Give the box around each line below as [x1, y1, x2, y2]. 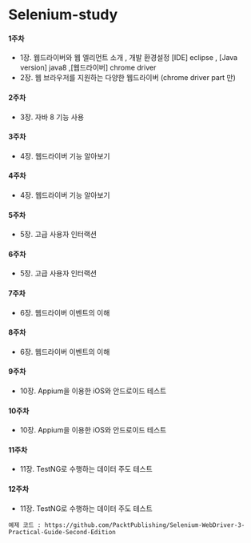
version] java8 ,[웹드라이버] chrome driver [19, 62, 157, 73]
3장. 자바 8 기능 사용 [19, 112, 85, 122]
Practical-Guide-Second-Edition [8, 528, 116, 536]
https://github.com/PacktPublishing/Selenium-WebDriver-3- [44, 521, 245, 529]
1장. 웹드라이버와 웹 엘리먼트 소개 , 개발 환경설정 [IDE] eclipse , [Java [19, 53, 238, 62]
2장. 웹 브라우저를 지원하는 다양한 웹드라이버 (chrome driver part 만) [19, 73, 236, 82]
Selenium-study [8, 6, 118, 24]
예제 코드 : [8, 521, 42, 529]
